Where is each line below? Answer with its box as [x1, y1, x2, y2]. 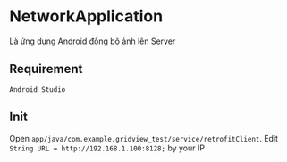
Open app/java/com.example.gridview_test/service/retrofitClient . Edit [9, 133, 279, 143]
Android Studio [9, 85, 66, 94]
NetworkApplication [9, 6, 164, 27]
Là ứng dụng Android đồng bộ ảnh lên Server [9, 36, 176, 46]
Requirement [9, 61, 83, 77]
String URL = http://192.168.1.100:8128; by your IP [9, 142, 206, 153]
